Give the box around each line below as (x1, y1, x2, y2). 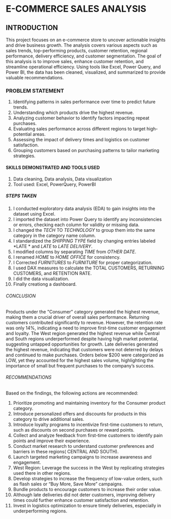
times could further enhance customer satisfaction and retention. (13, 497, 149, 503)
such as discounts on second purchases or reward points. (13, 426, 135, 433)
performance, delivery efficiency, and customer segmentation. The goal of (6, 53, 162, 59)
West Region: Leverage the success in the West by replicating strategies (13, 465, 164, 471)
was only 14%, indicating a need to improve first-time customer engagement (6, 325, 166, 331)
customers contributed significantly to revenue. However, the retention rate (6, 319, 163, 325)
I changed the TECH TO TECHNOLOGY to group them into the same (13, 227, 155, 233)
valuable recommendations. (6, 75, 64, 80)
